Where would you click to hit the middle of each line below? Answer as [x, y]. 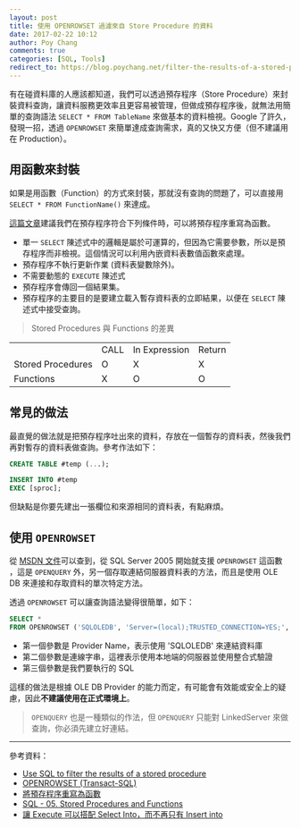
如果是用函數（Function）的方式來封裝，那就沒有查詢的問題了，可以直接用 [146, 192]
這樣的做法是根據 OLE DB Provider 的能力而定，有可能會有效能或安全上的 [144, 687]
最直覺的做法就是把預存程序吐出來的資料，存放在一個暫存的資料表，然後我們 [150, 435]
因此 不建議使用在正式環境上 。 [79, 697]
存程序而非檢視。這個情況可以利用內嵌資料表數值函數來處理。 [136, 253]
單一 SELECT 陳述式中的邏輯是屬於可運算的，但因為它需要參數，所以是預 [154, 241]
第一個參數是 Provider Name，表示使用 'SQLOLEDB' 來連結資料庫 [142, 646]
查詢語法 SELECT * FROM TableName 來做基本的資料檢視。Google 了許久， [158, 116]
